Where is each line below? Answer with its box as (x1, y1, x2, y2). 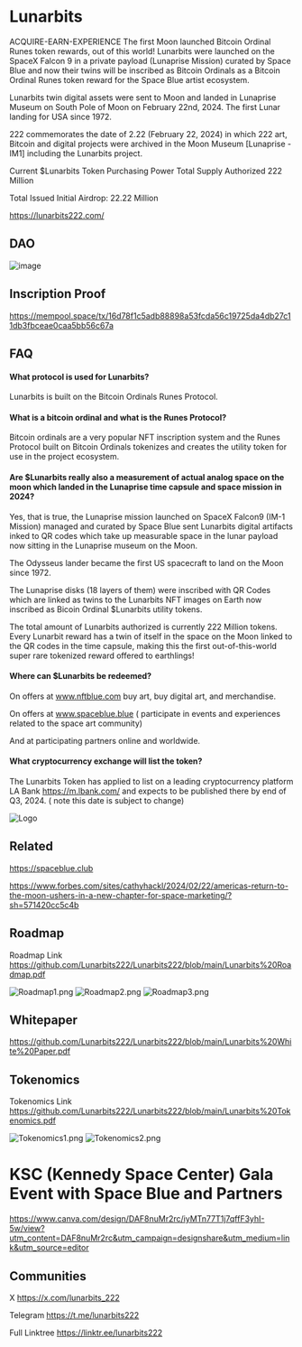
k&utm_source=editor (9, 1242, 89, 1253)
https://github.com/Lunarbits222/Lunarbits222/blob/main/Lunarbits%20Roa (9, 959, 292, 970)
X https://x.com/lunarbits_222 (9, 1292, 120, 1303)
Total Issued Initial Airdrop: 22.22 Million (9, 192, 159, 203)
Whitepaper (9, 1012, 78, 1027)
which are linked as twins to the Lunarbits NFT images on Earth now (9, 594, 262, 605)
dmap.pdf (9, 969, 46, 980)
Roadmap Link (9, 950, 63, 961)
